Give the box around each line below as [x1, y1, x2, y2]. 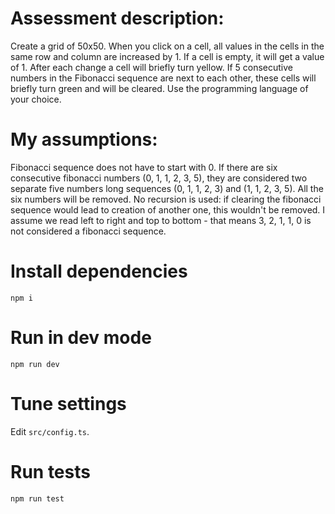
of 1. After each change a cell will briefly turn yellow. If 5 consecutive [10, 61, 294, 73]
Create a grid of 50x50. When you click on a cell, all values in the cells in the [10, 40, 325, 52]
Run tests [10, 460, 91, 483]
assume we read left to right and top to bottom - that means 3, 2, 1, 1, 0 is [10, 214, 312, 226]
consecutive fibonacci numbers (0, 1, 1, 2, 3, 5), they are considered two [10, 172, 308, 184]
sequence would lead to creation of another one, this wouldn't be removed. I [10, 203, 326, 216]
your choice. [10, 93, 62, 105]
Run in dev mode [10, 327, 152, 349]
